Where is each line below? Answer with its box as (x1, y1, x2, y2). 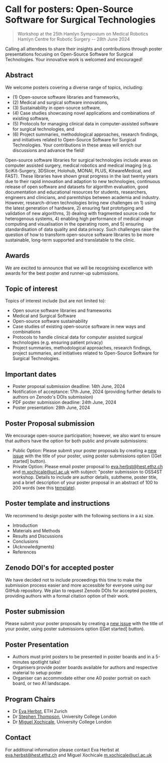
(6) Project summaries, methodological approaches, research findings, (12, 131, 159, 137)
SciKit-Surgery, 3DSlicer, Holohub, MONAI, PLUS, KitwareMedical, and (5, 167, 151, 173)
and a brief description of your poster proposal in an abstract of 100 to (12, 480, 158, 485)
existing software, (12, 115, 50, 121)
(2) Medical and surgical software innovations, (12, 99, 109, 105)
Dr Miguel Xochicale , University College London (12, 719, 112, 725)
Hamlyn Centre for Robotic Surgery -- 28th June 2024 (17, 36, 130, 42)
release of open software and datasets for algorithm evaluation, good (5, 183, 148, 189)
